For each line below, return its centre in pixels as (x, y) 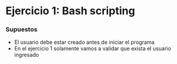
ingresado (26, 55)
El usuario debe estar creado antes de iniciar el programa (84, 42)
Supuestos (22, 30)
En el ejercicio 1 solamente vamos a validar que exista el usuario (93, 49)
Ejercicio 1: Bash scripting (70, 11)
